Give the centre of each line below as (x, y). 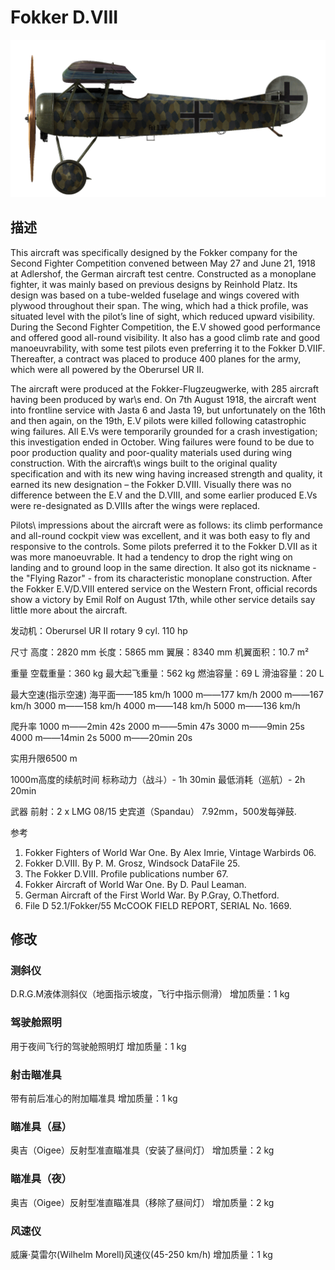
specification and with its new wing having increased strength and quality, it (166, 473)
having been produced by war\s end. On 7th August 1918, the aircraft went (163, 399)
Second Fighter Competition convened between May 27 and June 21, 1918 (163, 263)
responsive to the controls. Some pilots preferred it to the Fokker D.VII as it (164, 546)
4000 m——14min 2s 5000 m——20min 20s (101, 737)
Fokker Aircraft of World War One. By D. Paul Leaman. (135, 884)
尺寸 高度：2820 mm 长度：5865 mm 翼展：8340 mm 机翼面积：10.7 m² (160, 652)
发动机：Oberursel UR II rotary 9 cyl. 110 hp (99, 630)
